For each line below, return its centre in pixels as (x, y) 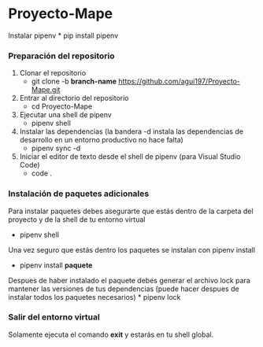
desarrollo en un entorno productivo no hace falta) (101, 140)
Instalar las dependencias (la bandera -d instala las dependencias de (131, 131)
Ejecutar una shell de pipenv (65, 115)
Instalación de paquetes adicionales (79, 194)
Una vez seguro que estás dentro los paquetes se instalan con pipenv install (132, 249)
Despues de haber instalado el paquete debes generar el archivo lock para (129, 280)
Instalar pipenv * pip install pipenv (63, 35)
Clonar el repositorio (53, 73)
